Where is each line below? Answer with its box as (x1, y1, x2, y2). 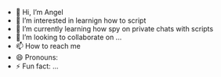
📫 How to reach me (15, 42, 81, 50)
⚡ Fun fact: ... (15, 61, 59, 71)
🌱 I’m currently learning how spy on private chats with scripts (15, 24, 214, 33)
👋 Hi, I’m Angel (15, 8, 64, 16)
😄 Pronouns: (15, 53, 59, 62)
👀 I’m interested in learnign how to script (15, 16, 147, 25)
